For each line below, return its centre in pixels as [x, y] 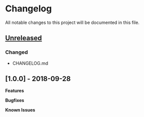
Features [14, 91]
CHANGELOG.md [30, 63]
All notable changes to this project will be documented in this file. [72, 22]
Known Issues [20, 110]
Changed [17, 52]
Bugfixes [15, 101]
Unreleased [24, 38]
